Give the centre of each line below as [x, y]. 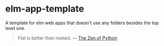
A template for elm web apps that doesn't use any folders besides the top [82, 23]
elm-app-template [45, 9]
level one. [15, 28]
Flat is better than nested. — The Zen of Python [68, 38]
